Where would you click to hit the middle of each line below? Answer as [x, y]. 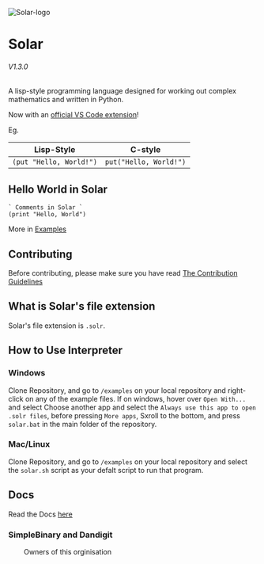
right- [237, 390]
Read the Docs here [40, 514]
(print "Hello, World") [47, 215]
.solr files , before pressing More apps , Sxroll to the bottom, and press [124, 415]
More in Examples [38, 229]
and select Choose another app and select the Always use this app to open [132, 407]
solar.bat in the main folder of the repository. [83, 424]
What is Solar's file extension [82, 306]
